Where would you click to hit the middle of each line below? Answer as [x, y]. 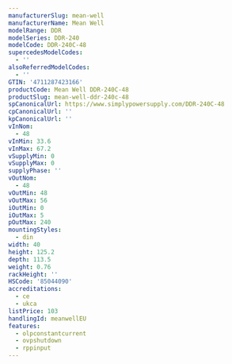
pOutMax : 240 [30, 223]
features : [25, 326]
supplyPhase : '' [35, 171]
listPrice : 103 [33, 311]
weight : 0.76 [30, 267]
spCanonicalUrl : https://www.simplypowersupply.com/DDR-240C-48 [116, 104]
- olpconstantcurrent [51, 333]
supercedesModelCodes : [46, 52]
